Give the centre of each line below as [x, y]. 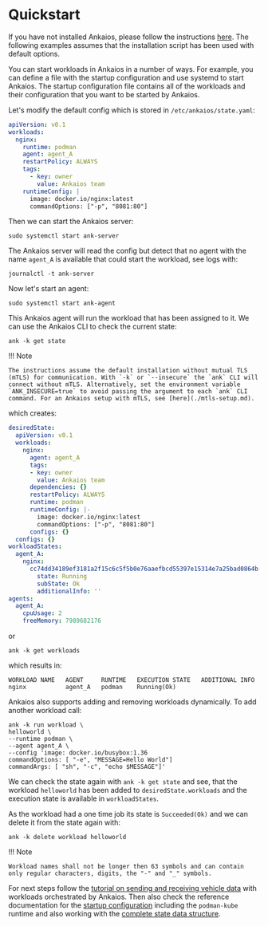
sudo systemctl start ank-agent [62, 303]
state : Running [62, 576]
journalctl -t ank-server [51, 274]
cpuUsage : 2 [42, 613]
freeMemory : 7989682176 [62, 621]
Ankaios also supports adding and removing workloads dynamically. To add [132, 702]
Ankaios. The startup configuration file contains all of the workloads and [127, 86]
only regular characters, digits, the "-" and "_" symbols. [110, 874]
